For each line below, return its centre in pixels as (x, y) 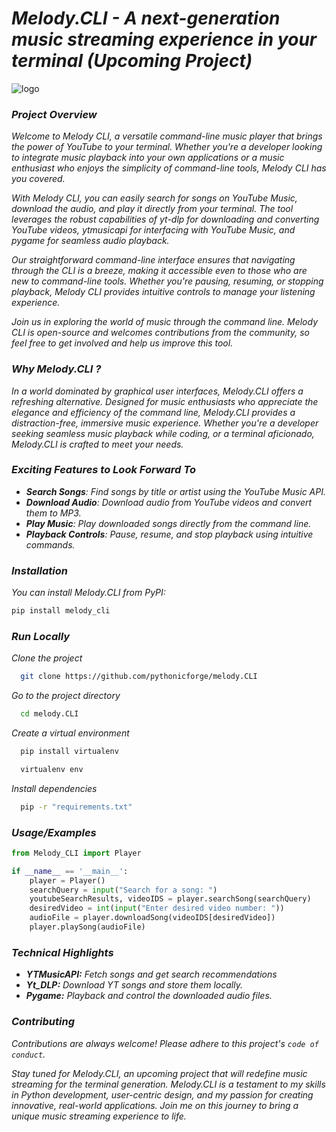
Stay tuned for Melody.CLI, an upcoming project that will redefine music (159, 1073)
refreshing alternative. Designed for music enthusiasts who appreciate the (165, 401)
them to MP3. (53, 513)
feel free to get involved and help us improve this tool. (122, 343)
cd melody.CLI (49, 714)
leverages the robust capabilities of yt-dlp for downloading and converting (165, 219)
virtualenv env (52, 769)
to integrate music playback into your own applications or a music (148, 158)
